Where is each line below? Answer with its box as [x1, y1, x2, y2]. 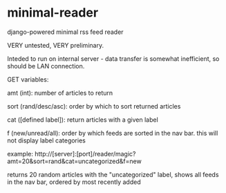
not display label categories [7, 136, 86, 145]
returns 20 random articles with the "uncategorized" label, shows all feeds [7, 170, 219, 178]
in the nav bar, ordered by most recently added [7, 178, 141, 186]
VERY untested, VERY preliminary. [7, 41, 104, 49]
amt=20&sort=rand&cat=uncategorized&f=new [7, 157, 142, 165]
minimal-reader [7, 5, 99, 21]
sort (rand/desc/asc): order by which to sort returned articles [7, 102, 181, 110]
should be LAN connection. [7, 62, 85, 70]
